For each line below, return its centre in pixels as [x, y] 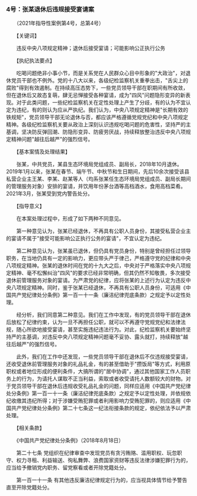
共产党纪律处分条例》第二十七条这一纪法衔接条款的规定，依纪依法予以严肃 [101, 408]
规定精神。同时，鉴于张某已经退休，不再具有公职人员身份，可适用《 [103, 288]
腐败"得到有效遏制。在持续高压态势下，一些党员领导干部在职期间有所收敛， [97, 88]
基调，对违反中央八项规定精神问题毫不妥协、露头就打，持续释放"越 [107, 337]
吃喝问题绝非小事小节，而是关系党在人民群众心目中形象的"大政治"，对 [101, 73]
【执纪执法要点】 [35, 61]
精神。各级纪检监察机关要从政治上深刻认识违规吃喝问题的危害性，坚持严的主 [98, 125]
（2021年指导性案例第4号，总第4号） [60, 23]
